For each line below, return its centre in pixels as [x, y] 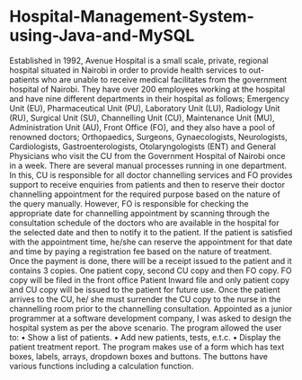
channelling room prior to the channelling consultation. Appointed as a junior [151, 308]
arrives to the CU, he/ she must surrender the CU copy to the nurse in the [145, 299]
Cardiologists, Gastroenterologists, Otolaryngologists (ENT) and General [143, 146]
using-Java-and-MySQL [102, 35]
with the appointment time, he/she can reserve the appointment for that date [151, 242]
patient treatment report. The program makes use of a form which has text [147, 347]
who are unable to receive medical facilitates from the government [164, 79]
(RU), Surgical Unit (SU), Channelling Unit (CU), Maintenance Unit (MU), [142, 118]
